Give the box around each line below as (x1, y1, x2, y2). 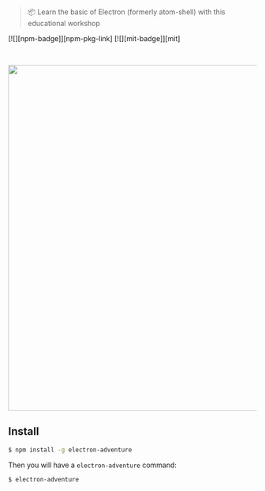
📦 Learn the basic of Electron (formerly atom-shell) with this (27, 7, 226, 17)
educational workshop (27, 19, 101, 28)
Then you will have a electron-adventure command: (8, 460, 177, 470)
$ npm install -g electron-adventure (8, 446, 132, 454)
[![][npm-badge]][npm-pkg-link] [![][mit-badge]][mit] (8, 34, 181, 43)
